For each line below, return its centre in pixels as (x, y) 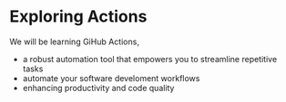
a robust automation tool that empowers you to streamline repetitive (150, 59)
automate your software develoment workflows (111, 78)
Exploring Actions (78, 17)
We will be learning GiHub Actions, (74, 42)
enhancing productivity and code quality (98, 88)
